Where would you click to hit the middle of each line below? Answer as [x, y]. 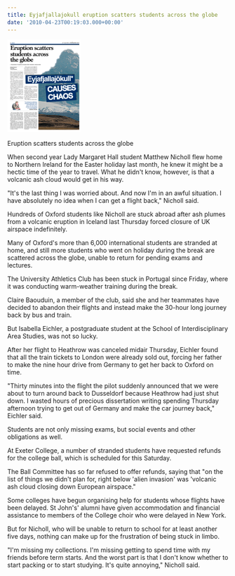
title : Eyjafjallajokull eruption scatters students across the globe [113, 15]
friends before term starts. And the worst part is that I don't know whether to [118, 557]
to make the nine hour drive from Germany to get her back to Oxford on [110, 364]
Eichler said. [25, 415]
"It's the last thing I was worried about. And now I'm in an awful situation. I [115, 193]
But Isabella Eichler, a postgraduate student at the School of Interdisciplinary [118, 328]
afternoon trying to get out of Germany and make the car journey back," [111, 408]
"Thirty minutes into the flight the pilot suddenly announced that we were [113, 386]
